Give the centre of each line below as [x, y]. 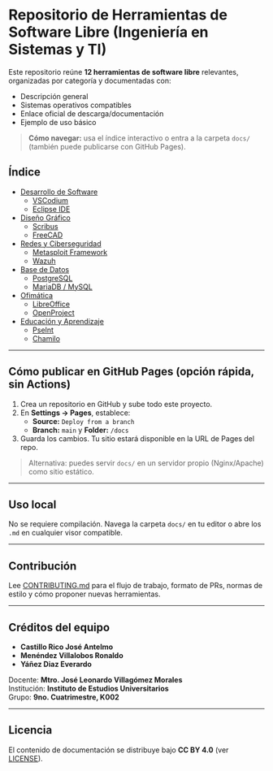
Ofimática [37, 295]
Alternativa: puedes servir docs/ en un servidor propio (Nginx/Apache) [146, 463]
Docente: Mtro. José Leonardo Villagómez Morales [95, 680]
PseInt [43, 330]
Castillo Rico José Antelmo [67, 647]
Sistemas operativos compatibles [76, 105]
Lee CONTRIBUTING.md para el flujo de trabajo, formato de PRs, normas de [135, 586]
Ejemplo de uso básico [58, 122]
